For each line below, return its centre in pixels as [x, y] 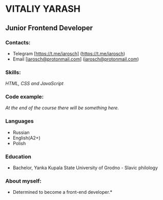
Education [18, 156]
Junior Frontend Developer [49, 28]
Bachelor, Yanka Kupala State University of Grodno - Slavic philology [85, 168]
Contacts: [18, 43]
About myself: [24, 181]
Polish [19, 143]
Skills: [13, 72]
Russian [21, 132]
